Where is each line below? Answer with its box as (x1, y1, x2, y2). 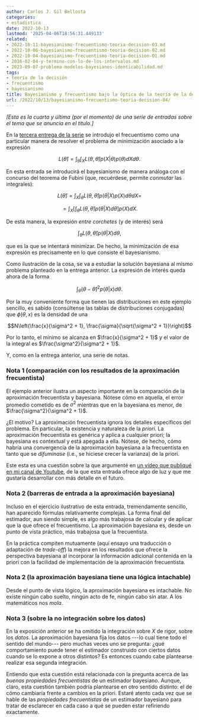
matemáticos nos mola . (6, 599, 63, 606)
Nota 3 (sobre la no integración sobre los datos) (6, 614, 146, 622)
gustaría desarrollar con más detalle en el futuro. (6, 474, 125, 481)
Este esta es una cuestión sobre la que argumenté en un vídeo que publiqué (6, 462, 192, 469)
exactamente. (6, 709, 40, 716)
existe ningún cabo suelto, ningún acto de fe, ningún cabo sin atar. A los (6, 593, 182, 600)
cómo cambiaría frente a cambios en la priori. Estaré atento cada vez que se (6, 690, 192, 697)
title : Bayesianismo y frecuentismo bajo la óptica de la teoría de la (6, 91, 187, 97)
